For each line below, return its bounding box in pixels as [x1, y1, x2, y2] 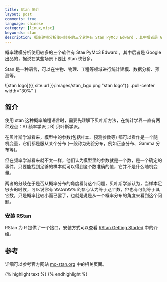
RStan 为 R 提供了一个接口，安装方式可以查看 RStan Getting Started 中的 [5, 224, 154, 230]
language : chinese [5, 21, 43, 26]
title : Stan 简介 [5, 7, 40, 12]
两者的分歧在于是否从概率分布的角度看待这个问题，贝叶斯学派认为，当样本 [5, 180, 158, 186]
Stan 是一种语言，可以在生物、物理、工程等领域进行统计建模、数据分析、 [5, 66, 155, 72]
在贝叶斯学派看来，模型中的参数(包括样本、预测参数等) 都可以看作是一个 [5, 134, 154, 140]
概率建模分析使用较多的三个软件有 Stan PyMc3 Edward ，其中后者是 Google [5, 49, 161, 55]
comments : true [5, 16, 37, 21]
